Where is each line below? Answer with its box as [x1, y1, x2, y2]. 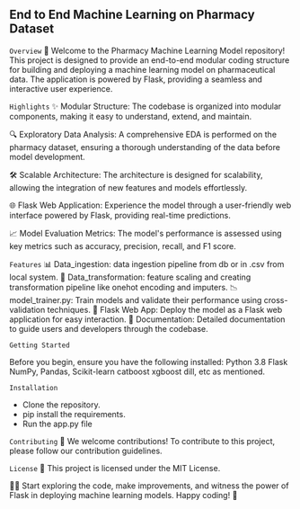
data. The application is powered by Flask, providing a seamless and [9, 74, 263, 85]
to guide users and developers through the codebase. [9, 323, 208, 334]
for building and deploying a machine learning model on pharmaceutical [9, 64, 276, 75]
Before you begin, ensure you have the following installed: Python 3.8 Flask [9, 356, 288, 367]
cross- [263, 294, 288, 305]
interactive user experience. [9, 83, 113, 94]
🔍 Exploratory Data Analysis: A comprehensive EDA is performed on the [9, 129, 277, 139]
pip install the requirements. [22, 408, 126, 419]
